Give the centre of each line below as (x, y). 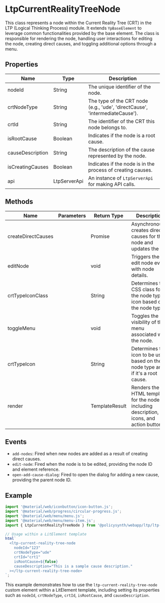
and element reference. (36, 469)
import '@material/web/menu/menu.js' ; (45, 516)
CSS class (143, 289)
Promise (100, 236)
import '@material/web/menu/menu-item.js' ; (50, 521)
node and (142, 242)
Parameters (72, 216)
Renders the (145, 387)
